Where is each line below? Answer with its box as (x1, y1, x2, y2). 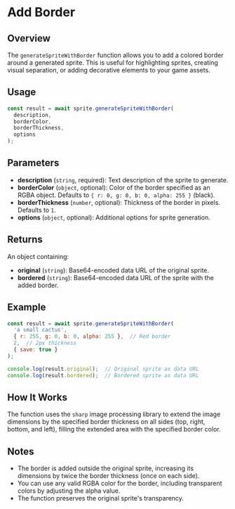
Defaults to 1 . (17, 206, 56, 214)
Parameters (7, 157, 60, 169)
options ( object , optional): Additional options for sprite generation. (17, 213, 210, 222)
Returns (7, 234, 43, 246)
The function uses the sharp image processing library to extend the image (7, 410, 221, 419)
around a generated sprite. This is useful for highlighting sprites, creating (7, 58, 219, 67)
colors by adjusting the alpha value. (17, 486, 121, 495)
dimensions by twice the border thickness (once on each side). (17, 472, 200, 480)
